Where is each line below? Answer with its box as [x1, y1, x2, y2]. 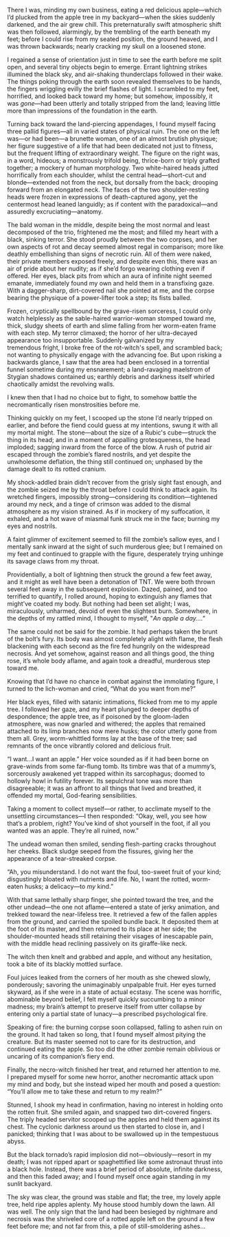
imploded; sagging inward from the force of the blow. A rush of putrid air [7, 443, 213, 451]
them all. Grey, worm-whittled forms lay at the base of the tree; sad [7, 735, 197, 742]
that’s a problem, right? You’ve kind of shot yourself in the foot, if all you [7, 820, 211, 827]
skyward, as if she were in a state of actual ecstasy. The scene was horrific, [7, 988, 222, 996]
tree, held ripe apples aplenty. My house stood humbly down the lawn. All [7, 1201, 215, 1208]
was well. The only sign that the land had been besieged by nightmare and [7, 1207, 218, 1216]
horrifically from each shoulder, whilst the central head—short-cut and [7, 171, 207, 179]
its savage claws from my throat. [7, 557, 100, 565]
